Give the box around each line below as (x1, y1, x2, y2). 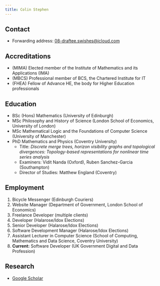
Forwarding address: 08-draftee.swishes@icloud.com (12, 38, 120, 44)
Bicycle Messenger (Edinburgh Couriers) (12, 197, 94, 202)
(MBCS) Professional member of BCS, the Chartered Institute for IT (12, 75, 146, 81)
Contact (5, 25, 30, 34)
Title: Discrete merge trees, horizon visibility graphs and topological (19, 144, 155, 150)
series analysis (19, 154, 50, 160)
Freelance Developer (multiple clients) (12, 212, 88, 218)
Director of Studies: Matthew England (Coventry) (19, 170, 117, 176)
